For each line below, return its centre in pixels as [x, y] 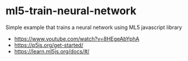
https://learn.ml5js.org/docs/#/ [52, 51]
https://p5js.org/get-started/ [49, 45]
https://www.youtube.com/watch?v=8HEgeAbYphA [77, 38]
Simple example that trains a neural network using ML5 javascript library [94, 27]
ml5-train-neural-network [71, 11]
